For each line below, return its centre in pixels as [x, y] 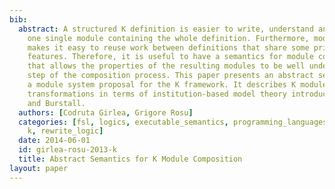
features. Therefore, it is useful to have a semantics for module [170, 57]
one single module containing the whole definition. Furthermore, [168, 38]
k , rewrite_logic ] [65, 131]
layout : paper [39, 168]
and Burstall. [56, 103]
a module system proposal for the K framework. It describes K [162, 85]
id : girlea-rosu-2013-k [67, 150]
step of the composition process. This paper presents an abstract [170, 76]
